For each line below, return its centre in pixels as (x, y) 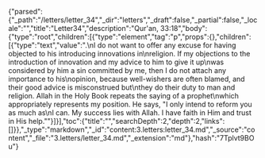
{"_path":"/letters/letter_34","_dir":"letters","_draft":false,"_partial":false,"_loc (133, 20)
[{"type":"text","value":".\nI (52, 45)
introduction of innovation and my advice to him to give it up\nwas (116, 62)
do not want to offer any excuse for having (167, 45)
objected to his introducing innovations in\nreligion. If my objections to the (129, 54)
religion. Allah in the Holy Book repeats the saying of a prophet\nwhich (124, 96)
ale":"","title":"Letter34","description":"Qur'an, (83, 28)
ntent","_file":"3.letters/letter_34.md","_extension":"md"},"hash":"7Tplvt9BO (131, 138)
